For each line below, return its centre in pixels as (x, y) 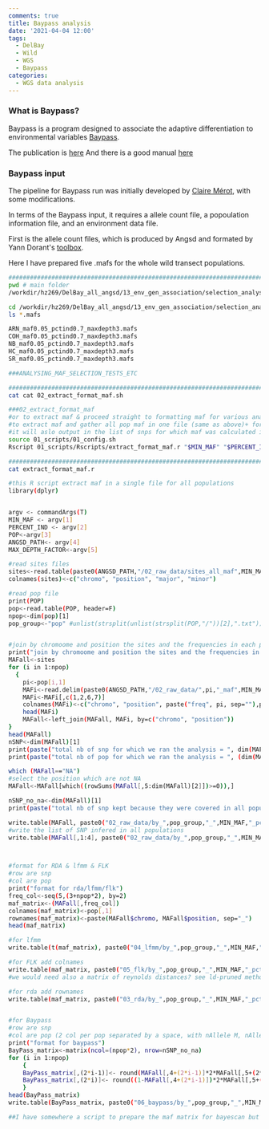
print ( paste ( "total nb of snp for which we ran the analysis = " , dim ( (130, 749)
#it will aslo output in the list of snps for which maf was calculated (132, 433)
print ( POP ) (26, 601)
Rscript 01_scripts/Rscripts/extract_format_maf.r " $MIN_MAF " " (118, 447)
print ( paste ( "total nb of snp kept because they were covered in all (127, 808)
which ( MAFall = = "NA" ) (44, 771)
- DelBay (30, 46)
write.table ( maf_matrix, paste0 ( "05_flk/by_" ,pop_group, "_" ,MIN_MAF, (127, 969)
